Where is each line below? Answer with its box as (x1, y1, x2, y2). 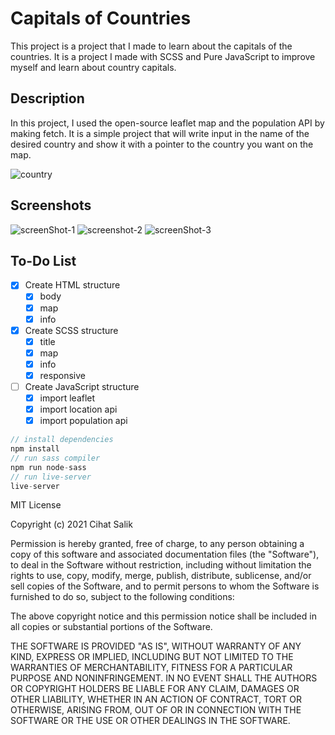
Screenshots (10, 197, 92, 214)
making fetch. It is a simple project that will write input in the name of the (10, 127, 310, 139)
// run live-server (10, 472, 92, 482)
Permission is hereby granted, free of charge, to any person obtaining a (10, 538, 305, 550)
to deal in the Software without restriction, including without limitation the (10, 559, 312, 571)
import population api (39, 415, 128, 427)
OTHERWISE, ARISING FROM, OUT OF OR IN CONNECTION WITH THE (10, 704, 302, 716)
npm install (10, 444, 60, 454)
